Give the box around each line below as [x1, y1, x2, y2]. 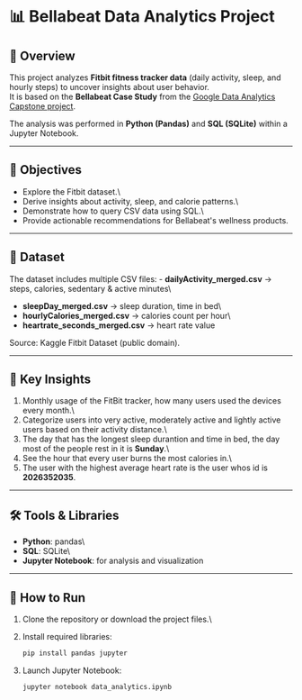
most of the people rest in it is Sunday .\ [22, 443, 170, 454]
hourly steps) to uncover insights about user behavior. [9, 82, 209, 92]
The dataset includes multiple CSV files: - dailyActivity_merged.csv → [9, 273, 272, 284]
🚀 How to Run [9, 590, 86, 605]
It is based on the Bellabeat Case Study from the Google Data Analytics [9, 91, 276, 102]
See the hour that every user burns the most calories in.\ [22, 453, 232, 464]
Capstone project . [9, 101, 76, 112]
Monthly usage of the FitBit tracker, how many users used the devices [22, 395, 281, 406]
